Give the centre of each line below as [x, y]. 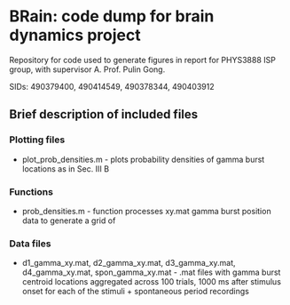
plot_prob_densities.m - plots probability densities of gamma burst [143, 159]
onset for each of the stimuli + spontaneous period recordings [136, 292]
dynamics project [75, 35]
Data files [30, 244]
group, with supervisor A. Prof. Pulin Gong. [87, 69]
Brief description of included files [104, 114]
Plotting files [37, 140]
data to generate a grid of [69, 221]
